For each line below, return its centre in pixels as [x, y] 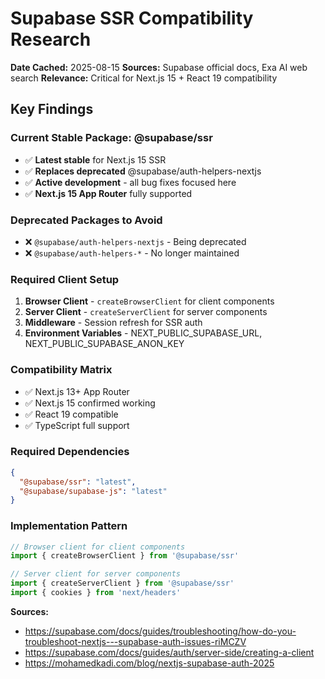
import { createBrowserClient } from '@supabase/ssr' [125, 556]
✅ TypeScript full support [77, 425]
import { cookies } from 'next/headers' [96, 593]
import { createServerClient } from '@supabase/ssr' [122, 583]
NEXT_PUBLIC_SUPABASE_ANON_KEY [104, 344]
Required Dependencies [70, 452]
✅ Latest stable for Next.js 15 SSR [95, 159]
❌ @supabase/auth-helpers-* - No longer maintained [132, 253]
